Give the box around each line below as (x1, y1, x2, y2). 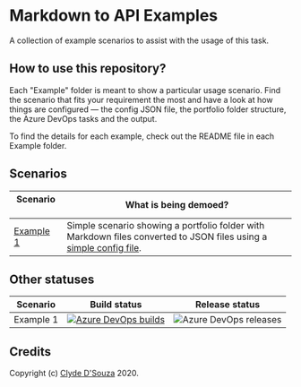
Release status (195, 298, 261, 311)
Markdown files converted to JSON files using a (66, 230, 268, 243)
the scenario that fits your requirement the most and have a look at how (9, 94, 273, 105)
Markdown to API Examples (9, 5, 219, 26)
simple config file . (66, 241, 142, 254)
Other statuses (9, 271, 95, 287)
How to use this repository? (9, 61, 167, 76)
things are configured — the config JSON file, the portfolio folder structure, (9, 104, 287, 115)
